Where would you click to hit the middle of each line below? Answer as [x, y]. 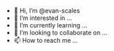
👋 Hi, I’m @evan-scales [47, 11]
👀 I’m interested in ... [43, 18]
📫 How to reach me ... [46, 40]
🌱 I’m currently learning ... [50, 25]
